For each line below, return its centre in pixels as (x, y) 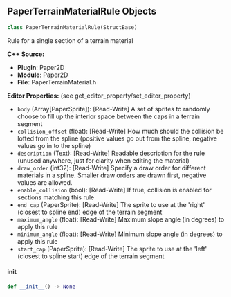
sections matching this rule (56, 197)
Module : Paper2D (43, 75)
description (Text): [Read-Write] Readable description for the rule (111, 153)
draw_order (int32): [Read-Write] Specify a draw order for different (111, 168)
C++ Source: (26, 54)
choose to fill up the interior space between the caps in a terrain (109, 116)
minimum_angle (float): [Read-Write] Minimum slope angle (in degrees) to (120, 234)
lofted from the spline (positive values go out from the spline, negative (117, 138)
